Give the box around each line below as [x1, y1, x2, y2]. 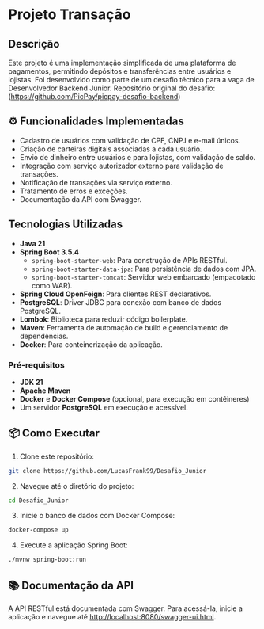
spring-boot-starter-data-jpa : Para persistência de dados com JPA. [31, 264, 257, 273]
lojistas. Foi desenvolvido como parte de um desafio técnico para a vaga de [8, 75, 255, 84]
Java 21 [19, 238, 46, 248]
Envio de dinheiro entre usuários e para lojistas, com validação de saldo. [19, 152, 256, 162]
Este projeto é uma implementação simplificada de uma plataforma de [8, 58, 236, 67]
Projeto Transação [8, 6, 132, 24]
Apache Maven [19, 386, 71, 395]
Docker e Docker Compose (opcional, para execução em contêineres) [19, 394, 250, 403]
